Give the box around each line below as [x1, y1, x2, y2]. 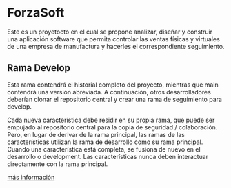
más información [7, 173, 55, 181]
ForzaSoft [7, 5, 65, 21]
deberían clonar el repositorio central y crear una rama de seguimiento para [7, 95, 223, 103]
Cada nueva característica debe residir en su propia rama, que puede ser [7, 116, 215, 124]
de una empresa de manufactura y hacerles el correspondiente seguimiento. [7, 42, 225, 50]
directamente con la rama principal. [7, 160, 108, 168]
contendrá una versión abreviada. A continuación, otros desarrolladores [7, 87, 212, 96]
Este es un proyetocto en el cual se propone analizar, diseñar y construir [7, 28, 212, 36]
